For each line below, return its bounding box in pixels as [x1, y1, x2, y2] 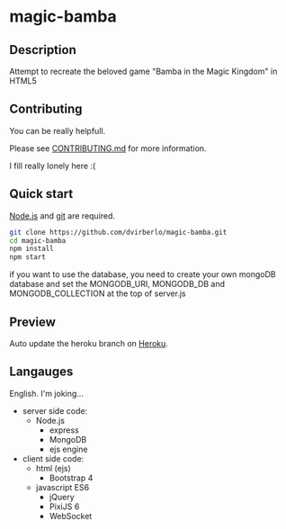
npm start [9, 253, 47, 262]
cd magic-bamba [9, 236, 67, 245]
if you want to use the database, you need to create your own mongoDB [9, 269, 276, 280]
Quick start [9, 186, 74, 202]
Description [9, 42, 76, 58]
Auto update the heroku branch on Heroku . [9, 337, 169, 348]
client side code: [22, 453, 85, 464]
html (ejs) [35, 462, 72, 473]
